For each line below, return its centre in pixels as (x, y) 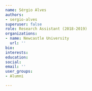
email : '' (16, 67)
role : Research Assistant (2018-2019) (46, 29)
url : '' (18, 43)
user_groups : (19, 72)
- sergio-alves (21, 19)
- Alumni (14, 76)
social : (13, 62)
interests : (17, 52)
